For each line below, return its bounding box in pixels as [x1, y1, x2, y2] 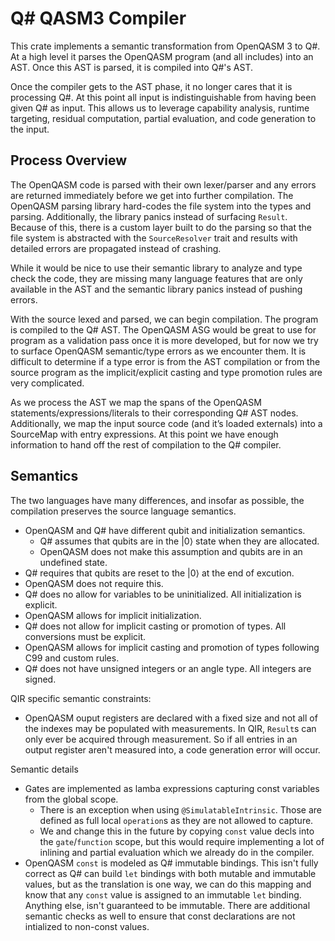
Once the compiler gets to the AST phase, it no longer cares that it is [10, 80, 293, 92]
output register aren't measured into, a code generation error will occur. [24, 743, 321, 756]
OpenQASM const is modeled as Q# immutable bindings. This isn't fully [24, 857, 319, 869]
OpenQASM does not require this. [24, 577, 164, 589]
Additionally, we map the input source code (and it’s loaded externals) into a [10, 417, 323, 429]
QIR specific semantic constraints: [10, 692, 152, 704]
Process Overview [10, 152, 128, 169]
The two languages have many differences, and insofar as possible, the [10, 494, 305, 506]
